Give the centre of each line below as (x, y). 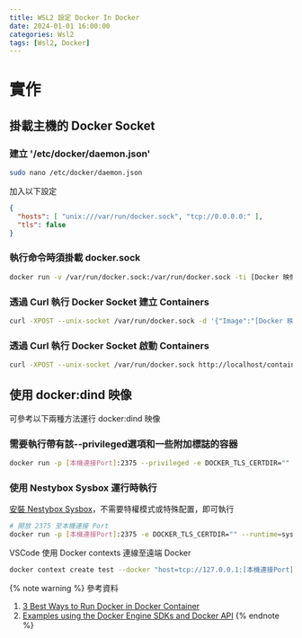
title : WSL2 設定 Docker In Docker (75, 18)
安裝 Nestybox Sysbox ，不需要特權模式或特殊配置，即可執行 (122, 510)
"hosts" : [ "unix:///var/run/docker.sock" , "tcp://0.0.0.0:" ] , (140, 217)
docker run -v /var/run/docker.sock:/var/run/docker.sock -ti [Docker (144, 277)
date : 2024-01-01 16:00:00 (60, 26)
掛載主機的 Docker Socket (82, 125)
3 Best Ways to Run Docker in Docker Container (111, 606)
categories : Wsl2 (42, 34)
